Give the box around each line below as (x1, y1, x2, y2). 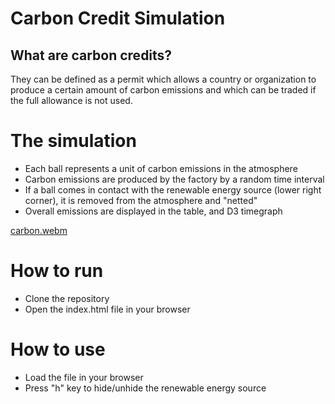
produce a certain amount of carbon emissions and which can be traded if (10, 84, 317, 96)
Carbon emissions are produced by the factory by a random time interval (24, 173, 325, 185)
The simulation (10, 130, 137, 152)
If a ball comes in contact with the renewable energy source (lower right (24, 183, 322, 196)
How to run (10, 260, 104, 282)
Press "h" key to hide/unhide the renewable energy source (24, 382, 267, 394)
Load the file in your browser (24, 371, 144, 383)
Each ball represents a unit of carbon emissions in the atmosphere (24, 162, 298, 174)
